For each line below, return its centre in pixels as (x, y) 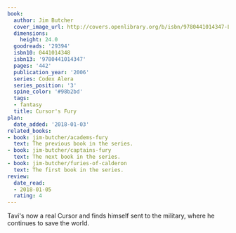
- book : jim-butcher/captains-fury (59, 150)
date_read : (29, 183)
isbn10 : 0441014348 (42, 53)
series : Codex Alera (44, 79)
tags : (22, 99)
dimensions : (31, 33)
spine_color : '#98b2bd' (48, 92)
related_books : (29, 131)
